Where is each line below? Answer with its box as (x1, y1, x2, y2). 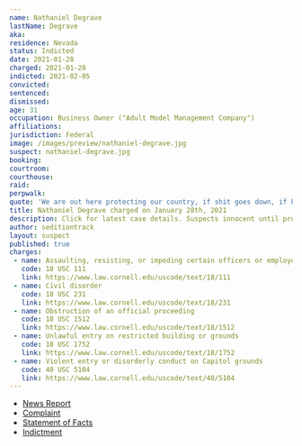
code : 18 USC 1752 (21, 340, 91, 349)
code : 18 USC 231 (21, 289, 87, 298)
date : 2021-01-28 (9, 55, 75, 64)
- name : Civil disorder (13, 281, 102, 290)
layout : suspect (9, 231, 70, 240)
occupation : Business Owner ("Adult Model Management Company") (9, 114, 255, 123)
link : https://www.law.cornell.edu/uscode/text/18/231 (21, 298, 231, 307)
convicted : (9, 80, 50, 89)
